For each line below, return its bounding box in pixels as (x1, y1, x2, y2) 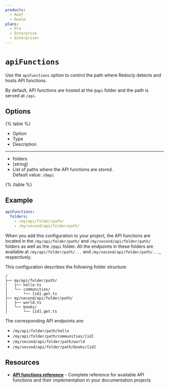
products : (5, 7, 26, 13)
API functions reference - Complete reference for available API (12, 371, 144, 377)
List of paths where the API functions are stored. (12, 166, 113, 172)
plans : (5, 21, 19, 27)
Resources (5, 358, 40, 367)
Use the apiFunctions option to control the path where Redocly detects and (5, 72, 161, 78)
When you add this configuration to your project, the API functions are (5, 233, 151, 239)
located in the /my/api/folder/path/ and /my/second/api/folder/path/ (5, 238, 151, 244)
